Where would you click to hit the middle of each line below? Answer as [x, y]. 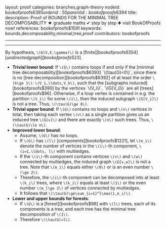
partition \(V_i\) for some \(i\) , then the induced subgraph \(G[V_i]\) [85, 99]
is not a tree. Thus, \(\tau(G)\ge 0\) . [50, 104]
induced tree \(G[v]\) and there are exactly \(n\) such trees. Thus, [81, 120]
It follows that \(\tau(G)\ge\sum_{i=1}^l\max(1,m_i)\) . [76, 193]
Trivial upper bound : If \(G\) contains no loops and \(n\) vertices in [82, 109]
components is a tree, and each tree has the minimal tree [78, 209]
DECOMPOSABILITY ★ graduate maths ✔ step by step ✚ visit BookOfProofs [83, 23]
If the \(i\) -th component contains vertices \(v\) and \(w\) [81, 156]
